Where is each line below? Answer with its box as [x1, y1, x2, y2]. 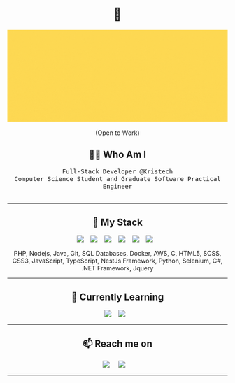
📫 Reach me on [83, 338, 152, 350]
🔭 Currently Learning [71, 291, 164, 303]
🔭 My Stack [92, 216, 143, 228]
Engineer [102, 182, 133, 191]
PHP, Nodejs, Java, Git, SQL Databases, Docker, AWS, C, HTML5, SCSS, [13, 250, 222, 258]
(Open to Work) [95, 129, 140, 137]
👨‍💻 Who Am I [88, 149, 147, 160]
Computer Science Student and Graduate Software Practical [13, 175, 221, 183]
